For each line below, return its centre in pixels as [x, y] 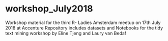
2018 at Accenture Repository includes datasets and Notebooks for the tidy [84, 27]
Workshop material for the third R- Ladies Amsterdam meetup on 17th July [83, 22]
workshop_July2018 [49, 9]
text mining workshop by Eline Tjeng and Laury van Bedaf [66, 33]
